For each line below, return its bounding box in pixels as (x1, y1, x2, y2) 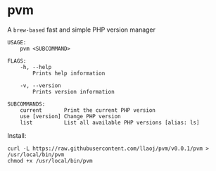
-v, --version (20, 82, 61, 89)
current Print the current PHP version (20, 106, 156, 114)
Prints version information (32, 88, 115, 95)
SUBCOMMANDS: (7, 101, 46, 108)
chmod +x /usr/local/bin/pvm (7, 157, 93, 164)
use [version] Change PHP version (20, 113, 121, 120)
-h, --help (20, 63, 52, 70)
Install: (7, 131, 27, 139)
